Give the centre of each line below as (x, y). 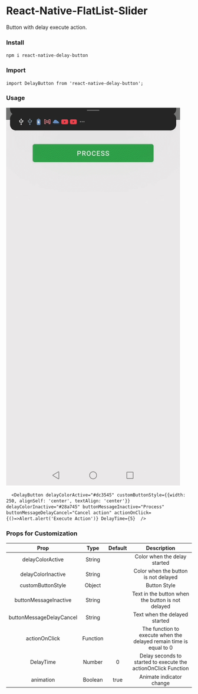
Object (93, 585)
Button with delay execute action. (47, 27)
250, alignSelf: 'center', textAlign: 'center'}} (68, 501)
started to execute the (161, 662)
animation (43, 680)
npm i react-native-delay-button (47, 55)
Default (118, 548)
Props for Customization (42, 533)
